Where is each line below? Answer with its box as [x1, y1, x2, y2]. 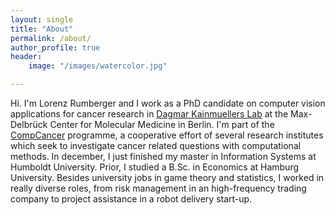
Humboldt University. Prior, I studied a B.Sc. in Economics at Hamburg [10, 161, 300, 173]
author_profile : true [10, 42, 101, 53]
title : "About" [10, 24, 74, 34]
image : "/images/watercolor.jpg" [28, 61, 168, 71]
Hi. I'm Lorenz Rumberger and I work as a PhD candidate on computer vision [10, 97, 326, 109]
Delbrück [10, 119, 48, 130]
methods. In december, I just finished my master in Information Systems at [10, 151, 317, 162]
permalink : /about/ [10, 33, 92, 43]
